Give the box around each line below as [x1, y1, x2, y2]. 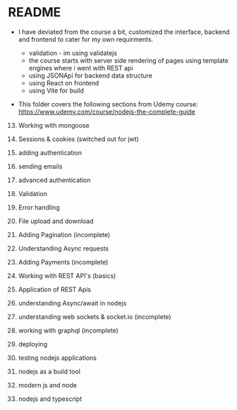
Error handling [18, 203, 60, 212]
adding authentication [18, 148, 83, 157]
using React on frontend [28, 78, 99, 87]
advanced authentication [18, 176, 91, 184]
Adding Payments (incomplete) [18, 258, 109, 266]
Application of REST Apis [18, 285, 91, 294]
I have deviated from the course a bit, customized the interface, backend [18, 28, 230, 36]
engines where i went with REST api [28, 64, 133, 72]
